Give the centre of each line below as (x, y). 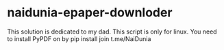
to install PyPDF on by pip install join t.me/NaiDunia (79, 38)
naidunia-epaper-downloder (90, 13)
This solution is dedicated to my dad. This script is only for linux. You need (112, 32)
